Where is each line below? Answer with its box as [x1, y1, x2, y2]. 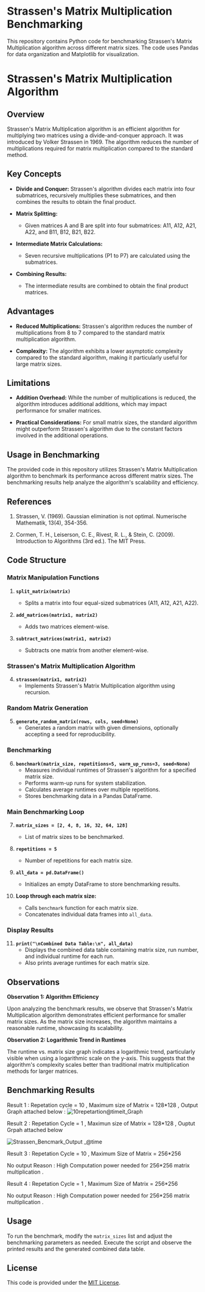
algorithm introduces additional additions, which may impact [15, 401, 167, 408]
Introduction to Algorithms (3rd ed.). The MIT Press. [15, 537, 146, 545]
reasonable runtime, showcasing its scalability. [7, 1024, 124, 1031]
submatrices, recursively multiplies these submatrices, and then [15, 191, 176, 199]
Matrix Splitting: [15, 209, 58, 217]
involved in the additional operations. [15, 432, 109, 439]
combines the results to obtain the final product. [15, 198, 136, 205]
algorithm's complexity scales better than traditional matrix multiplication [7, 1061, 189, 1068]
